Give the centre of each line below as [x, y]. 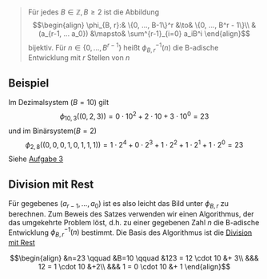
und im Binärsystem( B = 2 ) [53, 131]
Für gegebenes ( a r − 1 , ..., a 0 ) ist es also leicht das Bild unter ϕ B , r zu [119, 204]
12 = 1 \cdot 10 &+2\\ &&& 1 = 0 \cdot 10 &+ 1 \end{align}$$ [134, 267]
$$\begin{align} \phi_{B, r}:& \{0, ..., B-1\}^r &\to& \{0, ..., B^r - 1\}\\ [141, 25]
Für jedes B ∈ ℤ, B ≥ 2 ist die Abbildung [94, 12]
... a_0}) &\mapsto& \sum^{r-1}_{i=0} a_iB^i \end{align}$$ [157, 34]
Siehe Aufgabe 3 [36, 159]
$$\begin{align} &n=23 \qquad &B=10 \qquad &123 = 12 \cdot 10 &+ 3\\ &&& [134, 258]
